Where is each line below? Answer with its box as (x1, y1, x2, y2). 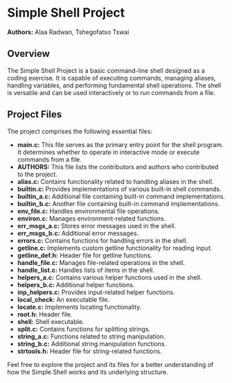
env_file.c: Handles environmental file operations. (17, 207, 160, 215)
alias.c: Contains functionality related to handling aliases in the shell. (17, 177, 214, 185)
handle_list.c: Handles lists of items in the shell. (17, 266, 154, 274)
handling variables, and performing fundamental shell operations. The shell (7, 81, 222, 90)
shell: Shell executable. (17, 317, 84, 325)
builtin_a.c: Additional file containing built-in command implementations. (17, 192, 225, 201)
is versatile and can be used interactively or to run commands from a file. (7, 88, 216, 96)
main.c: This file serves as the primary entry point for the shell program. (17, 140, 224, 148)
